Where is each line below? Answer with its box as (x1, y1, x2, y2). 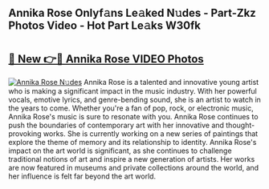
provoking (8, 129, 42, 139)
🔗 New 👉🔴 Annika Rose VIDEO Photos (8, 52, 205, 66)
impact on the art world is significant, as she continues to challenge (8, 146, 232, 155)
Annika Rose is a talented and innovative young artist (84, 78, 259, 86)
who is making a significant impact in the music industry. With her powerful (8, 86, 257, 95)
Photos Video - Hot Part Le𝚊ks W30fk (8, 19, 201, 33)
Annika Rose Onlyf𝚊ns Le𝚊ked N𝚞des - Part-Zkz (8, 6, 257, 20)
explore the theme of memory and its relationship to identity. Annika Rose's (8, 138, 257, 147)
